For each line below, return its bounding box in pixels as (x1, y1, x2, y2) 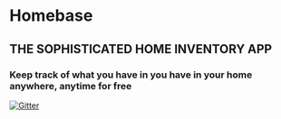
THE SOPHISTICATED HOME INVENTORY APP (9, 41, 273, 57)
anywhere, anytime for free (9, 79, 132, 92)
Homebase (9, 5, 93, 26)
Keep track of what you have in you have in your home (9, 69, 253, 81)
